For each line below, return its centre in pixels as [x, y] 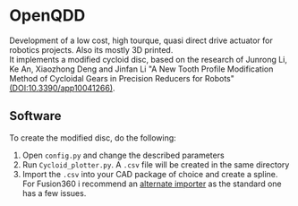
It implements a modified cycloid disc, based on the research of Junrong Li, [149, 59]
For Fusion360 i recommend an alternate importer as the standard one [152, 184]
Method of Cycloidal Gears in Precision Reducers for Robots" [122, 78]
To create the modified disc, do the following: [93, 137]
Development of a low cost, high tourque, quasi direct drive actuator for [141, 40]
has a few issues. [54, 193]
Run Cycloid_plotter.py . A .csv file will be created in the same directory [156, 164]
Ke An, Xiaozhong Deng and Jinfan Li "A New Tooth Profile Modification [141, 69]
